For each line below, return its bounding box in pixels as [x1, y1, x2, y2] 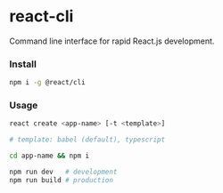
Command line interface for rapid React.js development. [9, 36, 215, 46]
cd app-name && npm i [9, 151, 90, 161]
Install [9, 58, 37, 70]
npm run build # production [9, 175, 114, 184]
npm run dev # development [9, 167, 118, 177]
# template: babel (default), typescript [9, 135, 166, 144]
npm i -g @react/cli [9, 78, 87, 87]
